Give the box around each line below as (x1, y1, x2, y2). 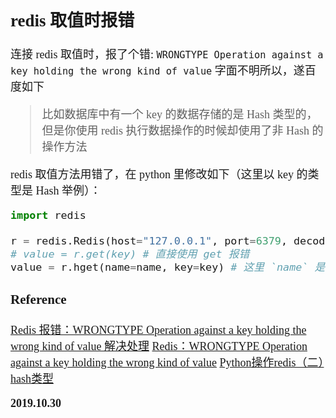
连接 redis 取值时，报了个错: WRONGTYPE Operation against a (10, 48, 324, 62)
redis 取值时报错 (10, 10, 135, 31)
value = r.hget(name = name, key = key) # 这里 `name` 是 (10, 260, 326, 274)
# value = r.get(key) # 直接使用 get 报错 (10, 247, 250, 261)
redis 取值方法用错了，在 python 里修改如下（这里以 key (10, 168, 294, 182)
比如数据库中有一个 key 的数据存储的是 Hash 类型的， (41, 108, 318, 122)
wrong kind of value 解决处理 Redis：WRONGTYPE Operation (10, 340, 308, 354)
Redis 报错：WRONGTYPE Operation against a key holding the (10, 323, 307, 337)
